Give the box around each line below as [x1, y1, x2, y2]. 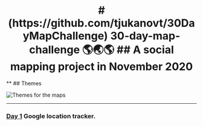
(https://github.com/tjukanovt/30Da [8, 16, 195, 30]
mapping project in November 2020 [10, 60, 193, 74]
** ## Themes [6, 79, 42, 87]
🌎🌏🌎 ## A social [82, 43, 174, 57]
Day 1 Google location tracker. [6, 112, 96, 120]
